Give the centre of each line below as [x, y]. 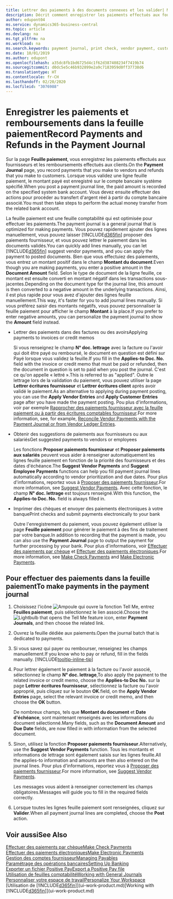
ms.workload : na [23, 44]
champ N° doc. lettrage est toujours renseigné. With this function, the [86, 493]
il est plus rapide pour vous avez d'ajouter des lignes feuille [69, 295]
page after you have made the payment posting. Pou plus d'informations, [90, 402]
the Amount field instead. [33, 322]
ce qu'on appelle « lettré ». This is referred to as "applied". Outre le [83, 375]
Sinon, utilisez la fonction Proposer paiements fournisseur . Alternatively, [90, 744]
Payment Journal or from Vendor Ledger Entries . [65, 424]
